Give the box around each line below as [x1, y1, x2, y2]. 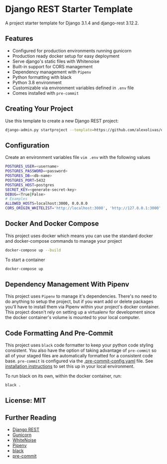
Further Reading [5, 413, 57, 422]
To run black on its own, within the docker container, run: [5, 373, 122, 379]
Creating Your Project [5, 105, 74, 113]
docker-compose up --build [5, 248, 61, 253]
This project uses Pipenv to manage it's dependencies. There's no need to [5, 293, 157, 300]
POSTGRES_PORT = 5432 [5, 178, 46, 183]
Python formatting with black [12, 74, 72, 80]
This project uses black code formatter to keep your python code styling [5, 342, 154, 348]
